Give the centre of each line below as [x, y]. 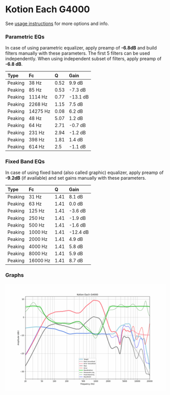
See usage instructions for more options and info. [57, 23]
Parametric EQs [25, 37]
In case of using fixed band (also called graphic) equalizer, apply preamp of [84, 172]
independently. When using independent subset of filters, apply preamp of [83, 59]
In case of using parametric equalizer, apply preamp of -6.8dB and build [81, 48]
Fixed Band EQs [25, 161]
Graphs [15, 275]
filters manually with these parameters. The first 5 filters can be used [78, 53]
